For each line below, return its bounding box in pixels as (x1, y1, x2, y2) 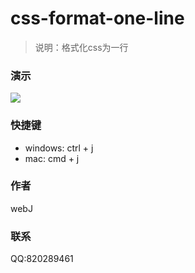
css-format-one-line (10, 7, 185, 30)
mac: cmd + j (24, 152, 80, 164)
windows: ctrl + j (24, 142, 94, 154)
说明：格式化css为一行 (34, 41, 129, 53)
